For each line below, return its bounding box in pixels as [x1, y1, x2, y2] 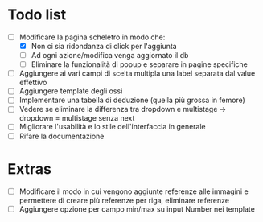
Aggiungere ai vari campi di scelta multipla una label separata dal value [18, 68, 256, 78]
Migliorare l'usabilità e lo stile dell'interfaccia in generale [18, 122, 206, 132]
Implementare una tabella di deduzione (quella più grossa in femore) [18, 95, 246, 105]
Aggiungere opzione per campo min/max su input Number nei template [18, 203, 255, 214]
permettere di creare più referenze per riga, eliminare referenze [18, 195, 230, 205]
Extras [7, 159, 51, 178]
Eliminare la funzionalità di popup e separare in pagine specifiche [31, 60, 249, 69]
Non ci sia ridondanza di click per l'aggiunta [31, 42, 178, 51]
